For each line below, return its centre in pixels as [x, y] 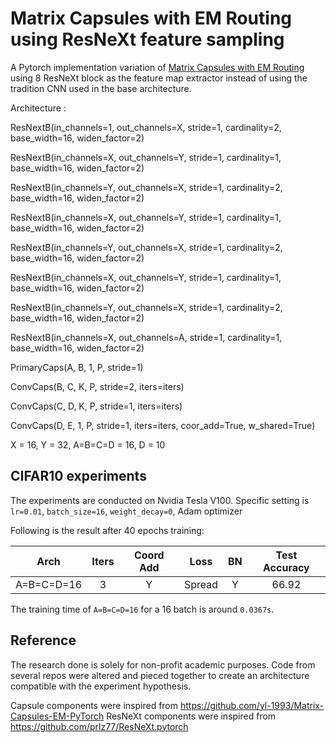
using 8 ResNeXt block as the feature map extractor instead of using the [159, 78]
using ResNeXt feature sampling [147, 39]
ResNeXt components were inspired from [191, 716]
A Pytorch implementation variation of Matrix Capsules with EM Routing [157, 67]
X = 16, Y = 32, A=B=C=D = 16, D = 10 [88, 444]
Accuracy [286, 567]
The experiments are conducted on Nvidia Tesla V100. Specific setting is [160, 500]
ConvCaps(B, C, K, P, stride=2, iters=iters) [97, 386]
